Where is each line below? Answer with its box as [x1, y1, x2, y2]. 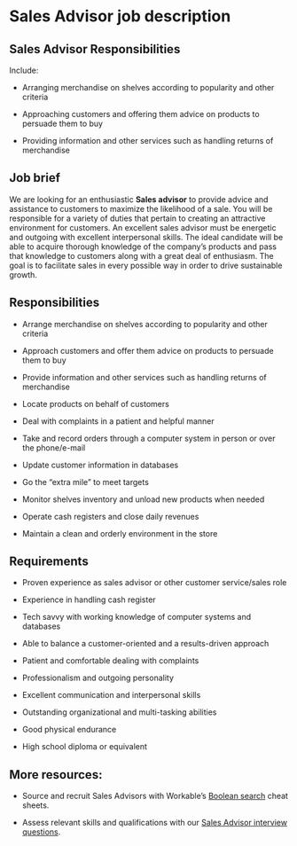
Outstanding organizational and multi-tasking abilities [21, 707, 217, 717]
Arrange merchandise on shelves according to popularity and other [21, 318, 269, 329]
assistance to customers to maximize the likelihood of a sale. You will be [9, 203, 273, 214]
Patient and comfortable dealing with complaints [21, 655, 199, 666]
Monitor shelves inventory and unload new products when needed [21, 494, 265, 505]
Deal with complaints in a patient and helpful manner [21, 415, 215, 427]
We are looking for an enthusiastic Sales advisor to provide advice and [9, 193, 269, 205]
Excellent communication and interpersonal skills [21, 690, 201, 701]
